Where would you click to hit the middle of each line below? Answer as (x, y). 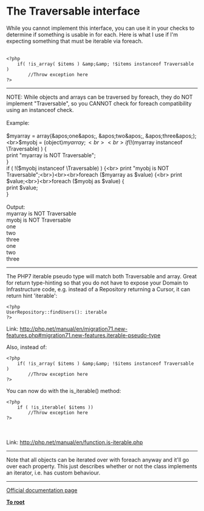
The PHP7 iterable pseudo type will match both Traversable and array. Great (102, 276)
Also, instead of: (27, 347)
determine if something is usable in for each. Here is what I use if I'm (92, 34)
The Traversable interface (73, 11)
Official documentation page (42, 490)
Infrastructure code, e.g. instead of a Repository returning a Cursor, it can (98, 289)
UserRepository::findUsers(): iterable (57, 312)
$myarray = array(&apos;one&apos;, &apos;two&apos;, (75, 136)
